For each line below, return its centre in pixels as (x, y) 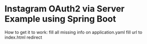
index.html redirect (23, 37)
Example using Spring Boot (60, 19)
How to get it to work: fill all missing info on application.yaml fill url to (73, 32)
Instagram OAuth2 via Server (65, 9)
